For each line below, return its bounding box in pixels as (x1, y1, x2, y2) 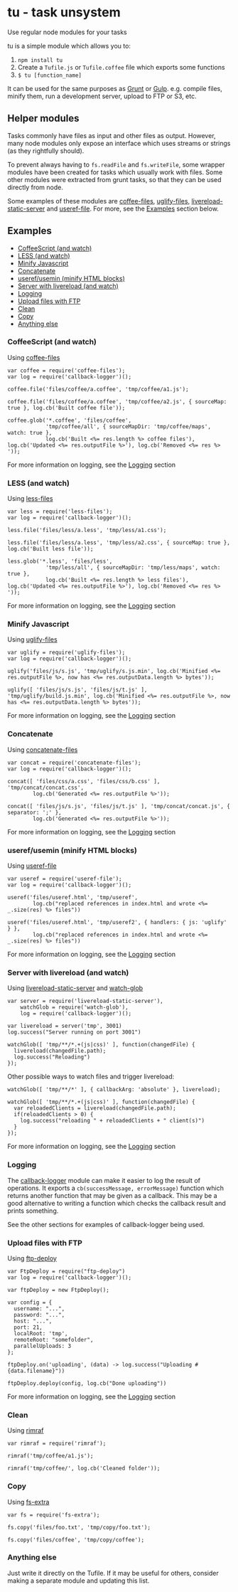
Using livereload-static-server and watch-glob (7, 984, 144, 992)
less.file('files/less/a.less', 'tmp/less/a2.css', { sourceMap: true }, (7, 539, 231, 546)
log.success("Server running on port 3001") (7, 1029, 141, 1036)
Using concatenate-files (7, 745, 78, 754)
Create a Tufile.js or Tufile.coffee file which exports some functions (17, 63, 225, 71)
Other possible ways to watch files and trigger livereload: (7, 1072, 175, 1081)
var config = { (7, 1299, 53, 1306)
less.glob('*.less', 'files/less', (7, 558, 113, 566)
